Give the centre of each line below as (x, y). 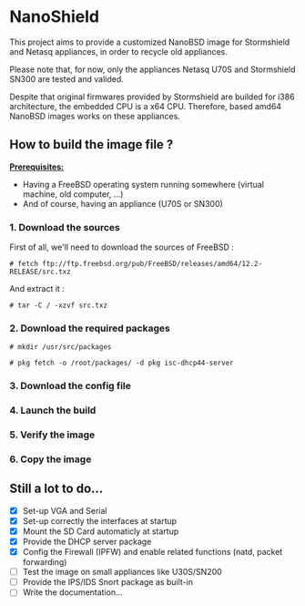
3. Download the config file (71, 386)
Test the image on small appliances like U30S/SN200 (122, 572)
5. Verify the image (52, 435)
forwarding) (45, 562)
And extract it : (37, 289)
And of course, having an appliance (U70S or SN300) (122, 203)
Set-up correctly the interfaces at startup (100, 520)
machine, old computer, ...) (73, 194)
